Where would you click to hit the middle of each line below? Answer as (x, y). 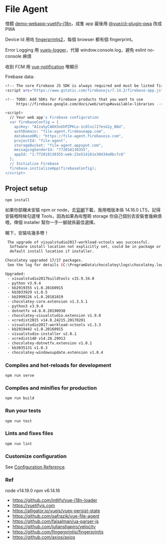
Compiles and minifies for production (51, 388)
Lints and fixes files (29, 433)
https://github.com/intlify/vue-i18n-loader (55, 500)
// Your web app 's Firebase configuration (54, 118)
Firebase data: (20, 77)
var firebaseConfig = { (34, 122)
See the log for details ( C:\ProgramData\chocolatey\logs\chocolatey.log (85, 265)
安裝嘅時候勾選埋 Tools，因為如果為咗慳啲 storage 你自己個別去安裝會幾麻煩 (83, 216)
